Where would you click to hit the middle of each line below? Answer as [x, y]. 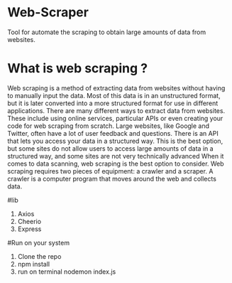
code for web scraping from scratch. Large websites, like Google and [109, 126]
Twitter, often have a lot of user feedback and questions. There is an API [113, 133]
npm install [34, 264]
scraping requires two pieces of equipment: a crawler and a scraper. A [110, 171]
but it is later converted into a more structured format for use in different [113, 103]
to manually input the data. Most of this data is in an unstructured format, [114, 95]
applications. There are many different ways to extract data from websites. [116, 110]
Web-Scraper [48, 12]
